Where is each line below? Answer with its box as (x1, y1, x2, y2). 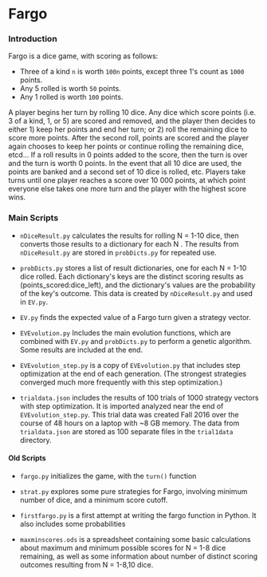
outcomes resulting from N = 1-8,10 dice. (19, 559, 154, 569)
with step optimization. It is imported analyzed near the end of (19, 401, 224, 411)
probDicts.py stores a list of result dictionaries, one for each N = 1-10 (19, 263, 247, 272)
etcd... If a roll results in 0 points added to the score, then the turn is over (8, 150, 249, 160)
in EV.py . (19, 297, 49, 306)
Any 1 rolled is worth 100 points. (19, 93, 124, 102)
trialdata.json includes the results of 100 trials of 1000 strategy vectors (19, 393, 259, 402)
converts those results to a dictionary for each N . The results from (19, 239, 239, 248)
